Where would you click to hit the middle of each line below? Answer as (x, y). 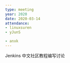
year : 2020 (16, 14)
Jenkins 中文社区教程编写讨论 (35, 55)
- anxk (12, 41)
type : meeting (20, 10)
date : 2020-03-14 (23, 19)
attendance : (17, 23)
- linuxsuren (18, 28)
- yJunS (13, 32)
